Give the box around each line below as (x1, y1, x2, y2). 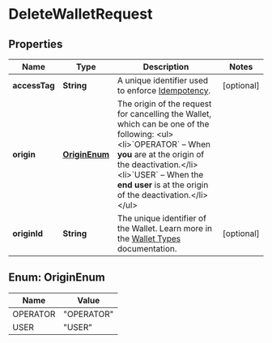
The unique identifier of (117, 212, 206, 224)
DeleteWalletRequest (8, 5, 153, 24)
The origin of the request (117, 98, 212, 109)
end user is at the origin (117, 179, 209, 191)
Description (142, 62, 189, 72)
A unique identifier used (117, 75, 209, 86)
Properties (8, 37, 63, 51)
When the (166, 169, 204, 180)
